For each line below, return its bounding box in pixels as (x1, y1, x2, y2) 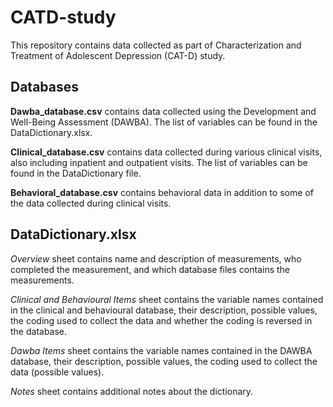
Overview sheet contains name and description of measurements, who (10, 252, 302, 265)
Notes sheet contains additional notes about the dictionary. (10, 385, 254, 397)
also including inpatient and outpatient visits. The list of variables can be (10, 156, 308, 168)
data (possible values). (10, 366, 105, 378)
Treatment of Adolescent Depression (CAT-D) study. (10, 49, 226, 61)
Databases (10, 79, 80, 96)
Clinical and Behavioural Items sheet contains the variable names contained (10, 293, 324, 305)
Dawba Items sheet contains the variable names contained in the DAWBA (10, 344, 313, 356)
